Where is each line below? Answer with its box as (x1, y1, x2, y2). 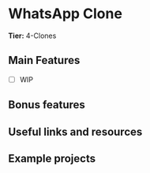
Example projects (8, 152, 96, 165)
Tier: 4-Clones (8, 31, 57, 40)
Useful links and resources (8, 125, 143, 138)
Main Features (8, 54, 81, 67)
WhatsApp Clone (8, 5, 122, 23)
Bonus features (8, 98, 85, 111)
